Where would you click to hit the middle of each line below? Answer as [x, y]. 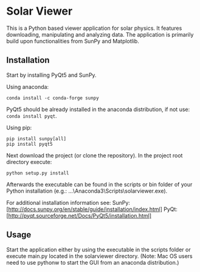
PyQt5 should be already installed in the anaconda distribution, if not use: [98, 109]
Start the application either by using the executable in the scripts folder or [98, 249]
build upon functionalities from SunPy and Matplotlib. [73, 41]
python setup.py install [38, 173]
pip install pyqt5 [29, 144]
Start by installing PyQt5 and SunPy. [51, 75]
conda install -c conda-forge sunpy [53, 98]
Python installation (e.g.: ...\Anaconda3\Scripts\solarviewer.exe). [87, 191]
